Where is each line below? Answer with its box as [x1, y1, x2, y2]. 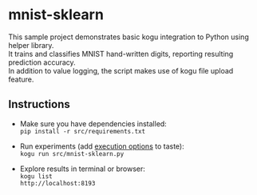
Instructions [8, 97, 70, 111]
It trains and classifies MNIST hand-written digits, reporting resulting [8, 49, 234, 58]
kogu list [19, 172, 53, 181]
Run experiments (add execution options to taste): [19, 141, 185, 151]
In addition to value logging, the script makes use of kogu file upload [8, 66, 234, 75]
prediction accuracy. [8, 58, 76, 67]
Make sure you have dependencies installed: [19, 118, 168, 129]
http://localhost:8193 [19, 179, 96, 187]
